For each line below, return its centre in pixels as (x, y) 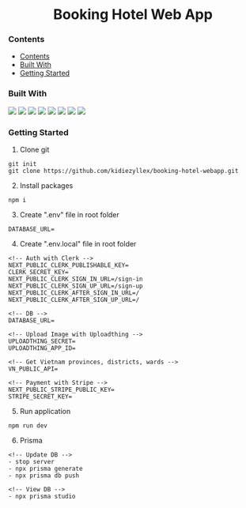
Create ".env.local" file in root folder (78, 244)
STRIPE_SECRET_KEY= (40, 397)
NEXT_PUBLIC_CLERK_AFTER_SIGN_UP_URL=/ (74, 300)
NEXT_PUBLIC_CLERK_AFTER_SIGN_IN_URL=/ (74, 293)
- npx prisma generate (45, 469)
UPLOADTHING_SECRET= (42, 341)
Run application (45, 412)
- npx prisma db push (44, 476)
